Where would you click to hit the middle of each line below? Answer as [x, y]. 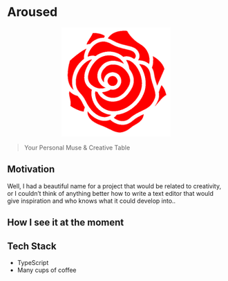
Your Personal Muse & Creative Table [77, 147]
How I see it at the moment [66, 223]
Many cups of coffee [47, 270]
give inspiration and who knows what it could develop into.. [92, 201]
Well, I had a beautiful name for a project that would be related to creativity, [114, 186]
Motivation [31, 169]
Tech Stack [32, 246]
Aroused [32, 12]
